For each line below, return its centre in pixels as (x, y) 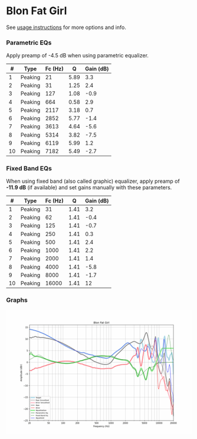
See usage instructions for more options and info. (66, 27)
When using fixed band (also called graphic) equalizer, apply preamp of (93, 181)
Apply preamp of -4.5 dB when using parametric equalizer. (78, 56)
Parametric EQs (29, 43)
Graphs (17, 300)
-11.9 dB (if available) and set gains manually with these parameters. (89, 188)
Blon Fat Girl (37, 11)
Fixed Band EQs (29, 168)
